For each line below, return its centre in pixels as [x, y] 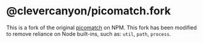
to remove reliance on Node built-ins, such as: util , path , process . [89, 33]
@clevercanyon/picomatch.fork [88, 11]
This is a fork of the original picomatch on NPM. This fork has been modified [101, 27]
